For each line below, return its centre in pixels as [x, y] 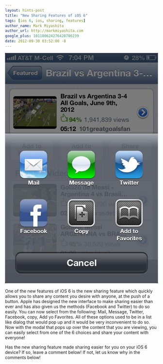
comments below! [23, 357]
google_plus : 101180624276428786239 [42, 36]
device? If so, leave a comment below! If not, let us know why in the [73, 352]
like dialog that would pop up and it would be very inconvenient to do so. [78, 322]
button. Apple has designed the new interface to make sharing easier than [79, 301]
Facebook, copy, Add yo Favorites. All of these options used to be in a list [78, 317]
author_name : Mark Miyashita [34, 26]
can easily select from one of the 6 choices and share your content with [77, 332]
